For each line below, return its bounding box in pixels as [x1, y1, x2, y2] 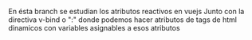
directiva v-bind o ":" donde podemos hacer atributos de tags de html [8, 15, 238, 24]
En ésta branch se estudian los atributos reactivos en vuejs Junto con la [8, 7, 245, 16]
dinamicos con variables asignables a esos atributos [8, 24, 181, 32]
